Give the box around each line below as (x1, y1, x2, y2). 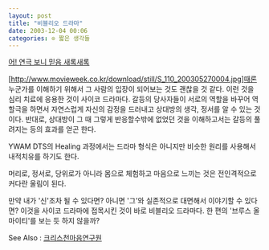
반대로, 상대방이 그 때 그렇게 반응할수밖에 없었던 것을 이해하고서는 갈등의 (25, 114, 253, 125)
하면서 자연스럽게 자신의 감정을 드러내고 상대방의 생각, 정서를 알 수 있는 (29, 105, 253, 114)
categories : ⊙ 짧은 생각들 (8, 34, 91, 43)
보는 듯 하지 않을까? (38, 216, 100, 226)
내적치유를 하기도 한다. (8, 152, 79, 162)
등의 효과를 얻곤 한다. (29, 125, 96, 134)
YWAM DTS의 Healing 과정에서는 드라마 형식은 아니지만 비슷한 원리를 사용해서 (8, 141, 257, 151)
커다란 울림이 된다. (8, 178, 67, 189)
